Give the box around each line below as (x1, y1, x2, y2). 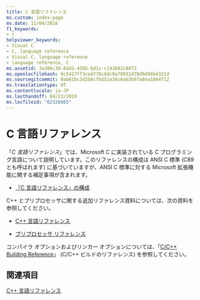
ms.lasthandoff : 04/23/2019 (6, 93, 78, 99)
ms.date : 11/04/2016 (6, 20, 59, 26)
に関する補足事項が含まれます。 (11, 171, 91, 178)
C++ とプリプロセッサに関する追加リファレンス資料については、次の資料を (6, 196, 194, 204)
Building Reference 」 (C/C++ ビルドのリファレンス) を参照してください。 (6, 250, 190, 258)
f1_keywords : (6, 25, 39, 32)
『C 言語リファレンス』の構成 (15, 184, 90, 191)
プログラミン (160, 148, 193, 155)
